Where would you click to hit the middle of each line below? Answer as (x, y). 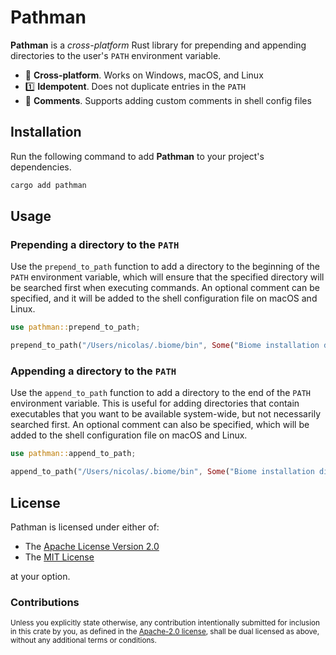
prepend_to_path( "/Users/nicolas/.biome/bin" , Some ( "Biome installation (165, 346)
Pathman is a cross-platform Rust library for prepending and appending (158, 45)
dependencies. (41, 167)
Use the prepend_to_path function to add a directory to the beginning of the (165, 267)
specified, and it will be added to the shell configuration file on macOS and (164, 298)
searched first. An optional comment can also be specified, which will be (160, 425)
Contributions (45, 602)
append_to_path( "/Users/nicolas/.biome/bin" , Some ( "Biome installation (162, 472)
